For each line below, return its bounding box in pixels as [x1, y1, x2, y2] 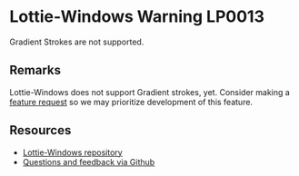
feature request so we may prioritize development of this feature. [9, 96, 253, 107]
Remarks [9, 63, 62, 78]
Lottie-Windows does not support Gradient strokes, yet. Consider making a [9, 86, 291, 97]
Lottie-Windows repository [22, 147, 123, 158]
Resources [9, 122, 72, 138]
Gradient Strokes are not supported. [9, 36, 145, 47]
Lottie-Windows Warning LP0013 [9, 6, 265, 27]
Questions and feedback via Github [22, 156, 155, 167]
